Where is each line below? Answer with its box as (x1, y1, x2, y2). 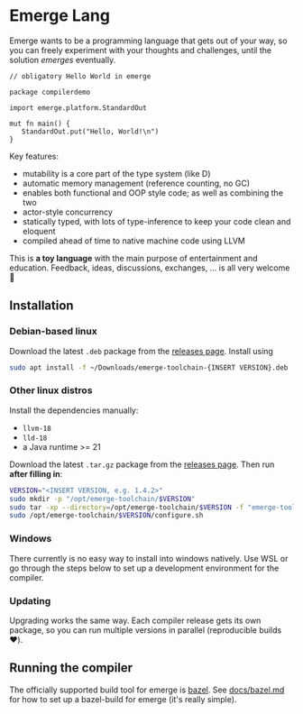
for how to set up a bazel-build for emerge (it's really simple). (9, 693, 237, 704)
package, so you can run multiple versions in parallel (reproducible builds (9, 624, 282, 636)
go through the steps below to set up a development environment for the (9, 563, 280, 573)
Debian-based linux (9, 325, 97, 338)
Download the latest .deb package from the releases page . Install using (9, 345, 273, 356)
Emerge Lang (9, 5, 111, 26)
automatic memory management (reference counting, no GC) (22, 178, 251, 188)
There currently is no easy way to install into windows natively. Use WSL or (9, 553, 289, 563)
